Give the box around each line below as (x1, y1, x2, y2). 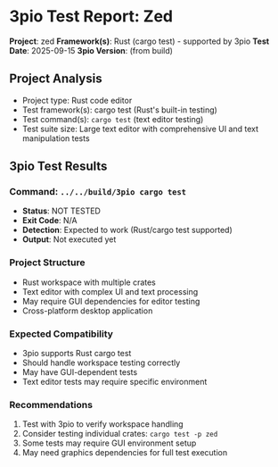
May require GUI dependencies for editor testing (21, 296, 200, 306)
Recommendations (9, 398, 94, 411)
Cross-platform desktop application (21, 305, 153, 316)
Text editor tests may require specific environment (21, 377, 208, 388)
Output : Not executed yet (21, 234, 117, 245)
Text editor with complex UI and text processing (21, 286, 199, 296)
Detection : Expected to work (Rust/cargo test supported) (21, 225, 233, 236)
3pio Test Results (9, 159, 108, 174)
